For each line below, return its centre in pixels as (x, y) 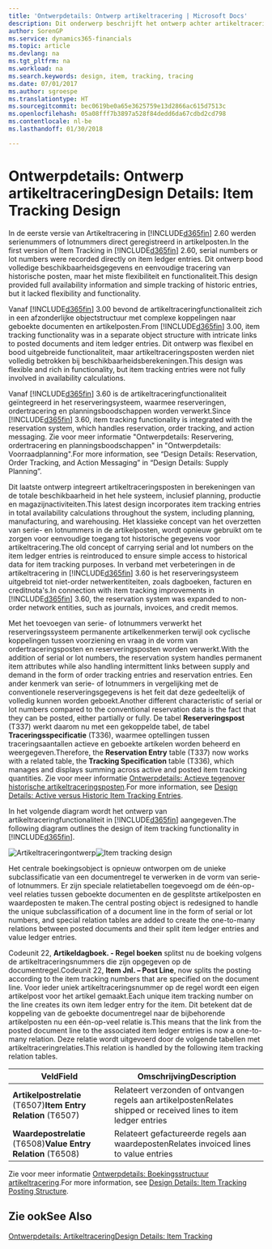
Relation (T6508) (46, 1153)
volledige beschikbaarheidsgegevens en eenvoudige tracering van (119, 267)
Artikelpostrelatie (47, 1095)
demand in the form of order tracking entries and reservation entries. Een (131, 674)
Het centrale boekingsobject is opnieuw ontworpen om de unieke (117, 868)
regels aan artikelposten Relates (174, 1100)
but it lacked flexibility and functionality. (75, 293)
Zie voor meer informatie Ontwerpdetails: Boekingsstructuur (108, 1174)
